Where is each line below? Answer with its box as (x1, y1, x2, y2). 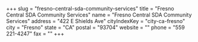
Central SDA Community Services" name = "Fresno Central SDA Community (6, 11, 192, 18)
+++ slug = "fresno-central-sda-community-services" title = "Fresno (6, 5, 174, 12)
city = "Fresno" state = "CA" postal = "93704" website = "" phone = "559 (6, 24, 185, 31)
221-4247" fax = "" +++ (6, 30, 65, 37)
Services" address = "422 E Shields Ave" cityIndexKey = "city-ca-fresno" (6, 18, 186, 24)
